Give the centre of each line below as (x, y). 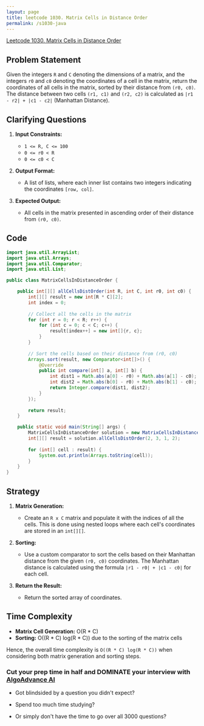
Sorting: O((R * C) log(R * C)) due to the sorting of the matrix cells (99, 638)
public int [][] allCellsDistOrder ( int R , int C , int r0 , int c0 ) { (104, 291)
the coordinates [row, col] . (59, 189)
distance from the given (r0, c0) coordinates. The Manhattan (101, 561)
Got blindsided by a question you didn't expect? (75, 693)
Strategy (23, 491)
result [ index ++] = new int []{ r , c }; (96, 331)
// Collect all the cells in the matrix (80, 314)
